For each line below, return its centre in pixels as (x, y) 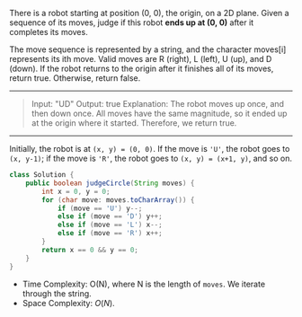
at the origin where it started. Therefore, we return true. (134, 123)
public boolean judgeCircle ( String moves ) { (110, 183)
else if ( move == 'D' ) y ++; (110, 216)
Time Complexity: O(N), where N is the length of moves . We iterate (144, 284)
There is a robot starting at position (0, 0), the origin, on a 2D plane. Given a (149, 13)
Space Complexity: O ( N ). (68, 303)
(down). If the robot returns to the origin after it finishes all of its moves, (142, 68)
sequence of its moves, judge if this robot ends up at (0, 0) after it (132, 22)
